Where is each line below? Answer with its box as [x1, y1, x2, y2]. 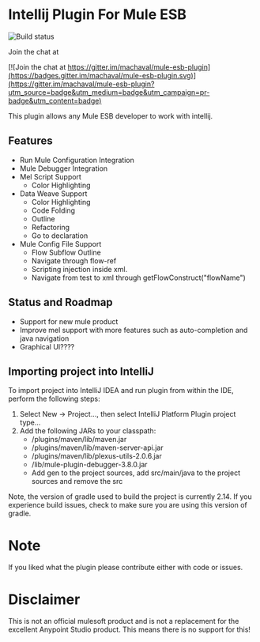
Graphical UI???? [19, 342, 75, 351]
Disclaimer [8, 591, 81, 608]
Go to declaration [31, 231, 89, 240]
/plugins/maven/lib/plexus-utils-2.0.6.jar [31, 451, 162, 461]
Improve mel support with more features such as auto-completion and [19, 325, 248, 334]
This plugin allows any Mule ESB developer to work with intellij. [8, 111, 213, 120]
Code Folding [31, 206, 76, 215]
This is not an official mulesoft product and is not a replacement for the [8, 617, 239, 626]
